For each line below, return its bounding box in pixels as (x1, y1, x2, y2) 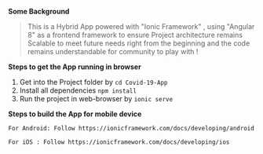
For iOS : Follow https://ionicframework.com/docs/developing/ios (8, 138, 230, 146)
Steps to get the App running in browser (8, 62, 141, 71)
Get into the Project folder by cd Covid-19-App (19, 78, 168, 86)
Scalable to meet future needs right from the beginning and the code (27, 38, 250, 48)
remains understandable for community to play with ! (27, 47, 199, 56)
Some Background (8, 7, 70, 16)
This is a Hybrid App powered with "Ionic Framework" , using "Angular (27, 22, 255, 31)
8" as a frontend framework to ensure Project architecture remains (27, 31, 243, 39)
